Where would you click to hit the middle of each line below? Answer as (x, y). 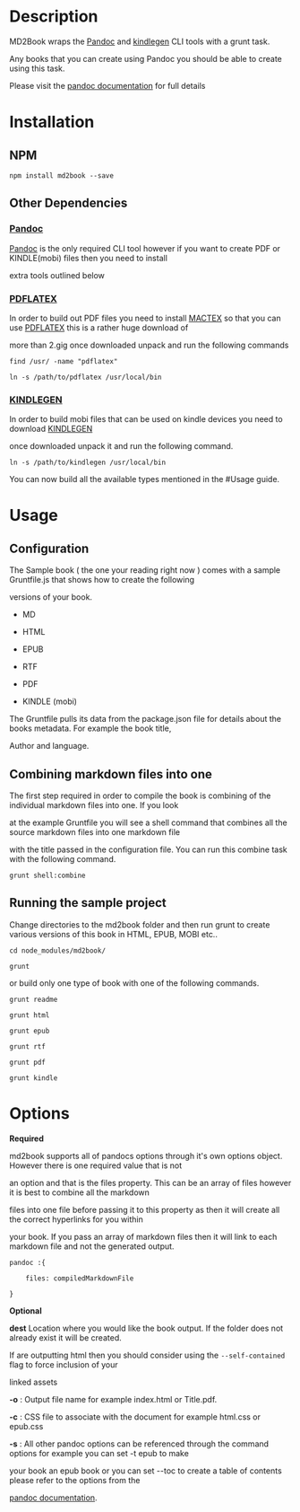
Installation (52, 122)
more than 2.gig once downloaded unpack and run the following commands (149, 345)
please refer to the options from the (75, 1480)
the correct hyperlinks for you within (76, 1219)
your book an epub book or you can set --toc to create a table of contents (146, 1471)
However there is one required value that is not (96, 1165)
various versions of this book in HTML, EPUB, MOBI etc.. (113, 934)
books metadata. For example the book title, (90, 728)
